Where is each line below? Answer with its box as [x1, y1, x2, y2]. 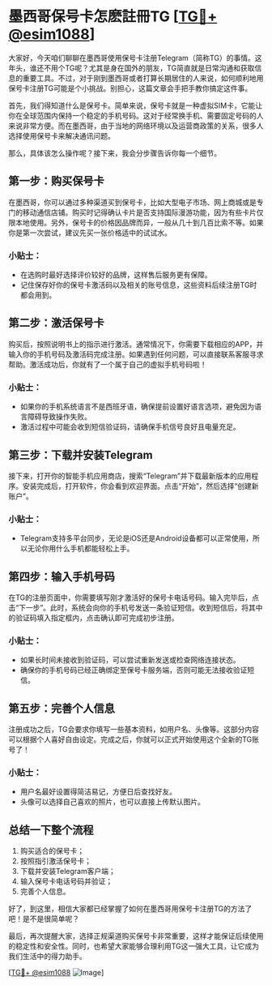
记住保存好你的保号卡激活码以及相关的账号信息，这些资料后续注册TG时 [19, 281, 257, 290]
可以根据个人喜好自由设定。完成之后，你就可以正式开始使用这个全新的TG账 [8, 734, 260, 744]
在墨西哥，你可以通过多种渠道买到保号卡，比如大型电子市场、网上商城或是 [8, 197, 257, 207]
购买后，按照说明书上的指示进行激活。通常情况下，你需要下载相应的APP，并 [8, 339, 264, 349]
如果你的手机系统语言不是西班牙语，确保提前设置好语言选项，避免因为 [19, 402, 255, 412]
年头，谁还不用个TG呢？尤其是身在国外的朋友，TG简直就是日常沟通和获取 [8, 62, 255, 73]
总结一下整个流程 [8, 823, 94, 837]
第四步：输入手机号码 [8, 569, 115, 584]
